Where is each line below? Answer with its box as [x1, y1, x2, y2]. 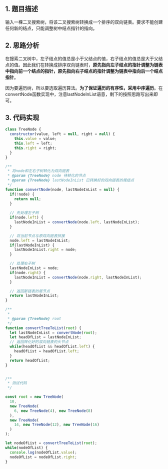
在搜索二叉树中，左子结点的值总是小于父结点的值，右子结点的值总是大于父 [5, 55, 158, 61]
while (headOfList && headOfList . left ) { [9, 344, 95, 349]
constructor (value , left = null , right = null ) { [9, 131, 115, 136]
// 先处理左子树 [9, 210, 39, 215]
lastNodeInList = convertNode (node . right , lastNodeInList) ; [14, 274, 142, 280]
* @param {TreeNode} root [7, 316, 61, 321]
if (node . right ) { [9, 270, 46, 275]
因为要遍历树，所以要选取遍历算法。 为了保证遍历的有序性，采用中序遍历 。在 [5, 84, 163, 91]
